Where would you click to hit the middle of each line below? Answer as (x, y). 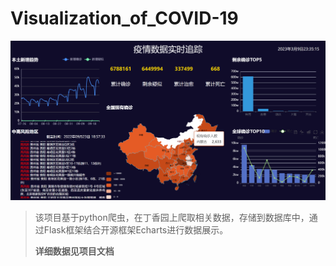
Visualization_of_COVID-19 (124, 18)
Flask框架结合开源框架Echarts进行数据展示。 (136, 230)
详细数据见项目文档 (74, 251)
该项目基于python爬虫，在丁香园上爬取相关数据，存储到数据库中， (172, 218)
